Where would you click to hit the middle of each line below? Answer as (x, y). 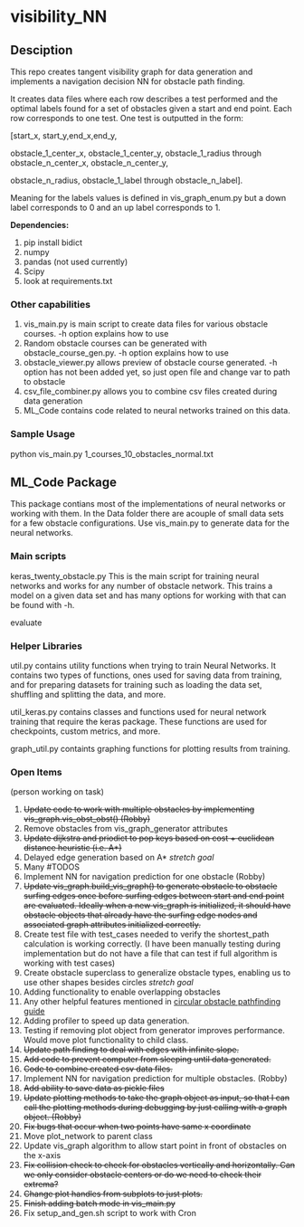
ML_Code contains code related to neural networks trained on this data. (157, 411)
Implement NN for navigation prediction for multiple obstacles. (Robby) (155, 1079)
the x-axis (42, 1156)
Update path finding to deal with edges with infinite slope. (131, 1050)
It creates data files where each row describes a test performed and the (144, 99)
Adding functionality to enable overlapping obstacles (122, 992)
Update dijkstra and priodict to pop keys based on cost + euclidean (149, 838)
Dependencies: (40, 225)
